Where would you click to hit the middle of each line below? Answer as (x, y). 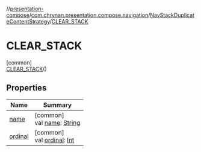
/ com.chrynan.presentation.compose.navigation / (90, 15)
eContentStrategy (28, 21)
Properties (26, 88)
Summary (57, 105)
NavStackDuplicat (172, 15)
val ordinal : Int (54, 140)
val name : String (57, 122)
